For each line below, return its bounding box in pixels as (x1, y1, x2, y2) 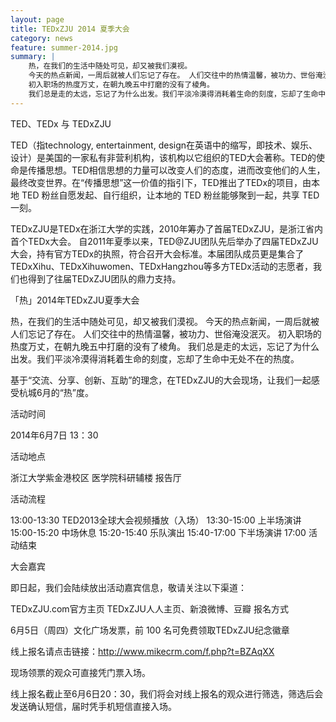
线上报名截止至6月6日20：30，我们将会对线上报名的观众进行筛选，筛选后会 (10, 687, 324, 700)
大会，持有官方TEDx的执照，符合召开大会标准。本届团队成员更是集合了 (10, 247, 305, 260)
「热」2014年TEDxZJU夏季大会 (10, 294, 140, 306)
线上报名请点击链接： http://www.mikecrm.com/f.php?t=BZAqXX (10, 645, 275, 657)
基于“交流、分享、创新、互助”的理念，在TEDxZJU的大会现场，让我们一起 (10, 374, 312, 386)
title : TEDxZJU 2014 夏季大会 (10, 24, 130, 34)
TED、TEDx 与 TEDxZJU (10, 117, 112, 130)
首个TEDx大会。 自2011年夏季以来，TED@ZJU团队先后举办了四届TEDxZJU (10, 235, 319, 247)
